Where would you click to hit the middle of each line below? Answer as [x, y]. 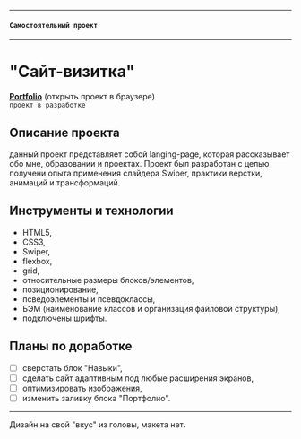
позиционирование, [60, 289]
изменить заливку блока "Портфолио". [96, 398]
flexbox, [37, 261]
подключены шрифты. [64, 318]
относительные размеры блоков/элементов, [108, 280]
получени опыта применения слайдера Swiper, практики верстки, [136, 173]
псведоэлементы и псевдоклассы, [89, 299]
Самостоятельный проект [54, 25]
